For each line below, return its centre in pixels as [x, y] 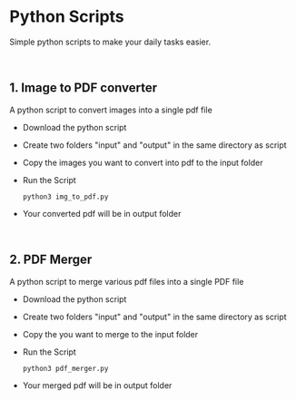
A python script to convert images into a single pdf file [111, 110]
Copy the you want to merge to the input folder [110, 334]
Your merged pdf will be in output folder [97, 385]
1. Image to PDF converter [83, 88]
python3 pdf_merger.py [65, 368]
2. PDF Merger [51, 260]
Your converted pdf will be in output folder [102, 213]
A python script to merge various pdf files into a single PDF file [127, 281]
